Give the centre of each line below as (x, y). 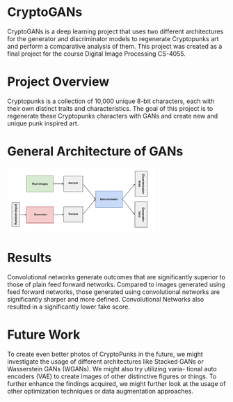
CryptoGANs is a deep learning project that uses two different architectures (115, 31)
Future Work (44, 334)
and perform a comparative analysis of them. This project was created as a (115, 46)
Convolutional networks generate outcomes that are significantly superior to (116, 277)
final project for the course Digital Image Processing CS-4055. (97, 54)
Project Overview (58, 82)
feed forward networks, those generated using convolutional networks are (114, 292)
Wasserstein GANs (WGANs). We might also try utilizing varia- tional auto (112, 369)
